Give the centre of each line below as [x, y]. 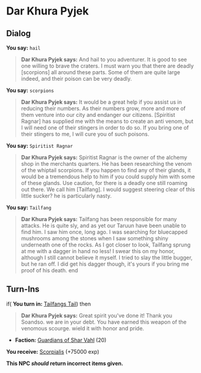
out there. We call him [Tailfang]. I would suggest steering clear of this [108, 189]
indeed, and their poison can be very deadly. [76, 79]
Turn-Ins [23, 290]
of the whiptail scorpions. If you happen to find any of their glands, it [106, 170]
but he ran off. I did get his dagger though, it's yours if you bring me [105, 264]
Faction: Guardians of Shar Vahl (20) [60, 340]
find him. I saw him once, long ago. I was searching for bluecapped [104, 232]
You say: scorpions [30, 90]
